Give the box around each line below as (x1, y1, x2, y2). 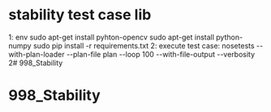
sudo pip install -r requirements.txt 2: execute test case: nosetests (32, 40, 255, 50)
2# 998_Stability (8, 58, 63, 68)
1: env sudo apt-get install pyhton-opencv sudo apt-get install (8, 32, 215, 42)
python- (216, 32, 243, 42)
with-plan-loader (8, 49, 65, 59)
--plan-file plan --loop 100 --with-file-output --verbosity (66, 49, 256, 59)
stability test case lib (8, 6, 152, 24)
